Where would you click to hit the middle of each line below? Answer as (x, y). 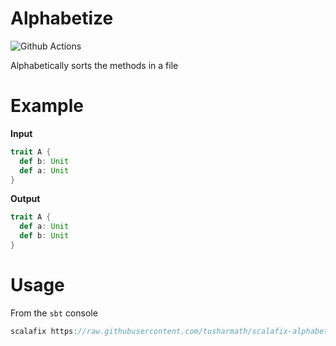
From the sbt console (54, 313)
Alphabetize (62, 18)
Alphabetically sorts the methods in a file (94, 65)
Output (25, 199)
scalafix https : (44, 331)
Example (47, 106)
